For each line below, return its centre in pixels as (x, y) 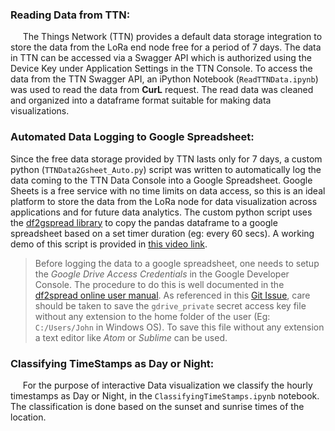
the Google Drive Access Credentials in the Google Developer (162, 274)
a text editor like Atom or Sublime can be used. (131, 337)
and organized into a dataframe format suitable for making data (141, 100)
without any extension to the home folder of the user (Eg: (152, 316)
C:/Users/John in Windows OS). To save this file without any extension (179, 327)
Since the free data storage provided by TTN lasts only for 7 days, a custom (166, 159)
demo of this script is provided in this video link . (109, 244)
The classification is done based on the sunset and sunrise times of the (157, 406)
